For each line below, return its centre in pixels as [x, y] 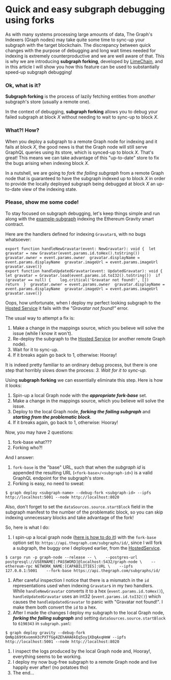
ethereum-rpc [19, 566]
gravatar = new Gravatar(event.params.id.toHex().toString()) [73, 253]
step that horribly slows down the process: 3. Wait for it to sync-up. [76, 370]
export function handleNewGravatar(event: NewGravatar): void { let [81, 249]
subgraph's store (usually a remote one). [48, 102]
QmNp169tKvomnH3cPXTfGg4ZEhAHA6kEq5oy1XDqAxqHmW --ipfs [66, 637]
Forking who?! [27, 447]
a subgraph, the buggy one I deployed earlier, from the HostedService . [87, 548]
